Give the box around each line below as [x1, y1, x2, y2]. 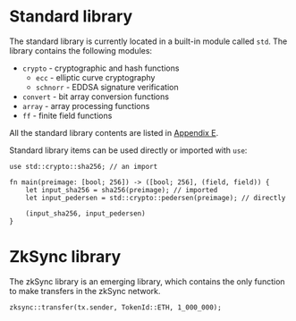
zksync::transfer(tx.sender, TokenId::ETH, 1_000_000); [9, 302, 222, 312]
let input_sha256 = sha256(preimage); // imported [25, 185, 218, 194]
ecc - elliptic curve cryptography [35, 72, 156, 82]
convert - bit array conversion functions [21, 91, 170, 102]
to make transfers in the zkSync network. [9, 285, 161, 296]
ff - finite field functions [21, 110, 113, 121]
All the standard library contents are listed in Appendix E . [9, 127, 219, 138]
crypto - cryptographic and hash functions [21, 63, 180, 73]
